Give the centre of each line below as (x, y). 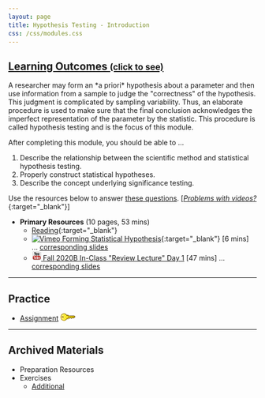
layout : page (30, 17)
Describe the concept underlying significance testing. (107, 183)
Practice (29, 299)
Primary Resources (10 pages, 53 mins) (84, 222)
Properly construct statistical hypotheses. (87, 175)
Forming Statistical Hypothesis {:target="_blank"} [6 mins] (155, 239)
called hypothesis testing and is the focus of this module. (101, 127)
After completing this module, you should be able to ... (96, 143)
